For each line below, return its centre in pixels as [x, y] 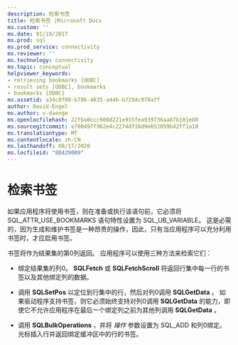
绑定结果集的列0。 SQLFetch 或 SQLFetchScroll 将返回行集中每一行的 [120, 268]
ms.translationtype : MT [43, 133]
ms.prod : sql [27, 41]
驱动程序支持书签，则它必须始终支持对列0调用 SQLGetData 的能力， [124, 301]
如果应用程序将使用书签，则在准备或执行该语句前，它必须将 [94, 211]
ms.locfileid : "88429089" [45, 153]
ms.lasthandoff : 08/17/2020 [49, 147]
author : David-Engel [38, 107]
